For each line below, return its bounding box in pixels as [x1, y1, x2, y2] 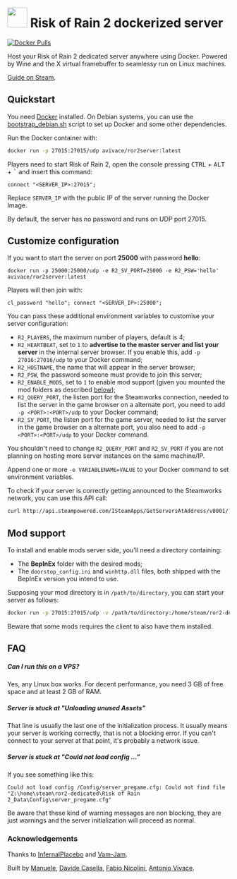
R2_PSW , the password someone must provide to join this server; [17, 370, 202, 379]
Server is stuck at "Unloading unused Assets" [7, 703, 146, 712]
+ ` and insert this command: [7, 167, 93, 176]
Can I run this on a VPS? [7, 662, 80, 670]
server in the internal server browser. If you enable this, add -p [17, 348, 201, 356]
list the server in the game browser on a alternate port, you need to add [17, 401, 226, 409]
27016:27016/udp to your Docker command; [17, 356, 143, 364]
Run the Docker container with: [7, 133, 97, 142]
